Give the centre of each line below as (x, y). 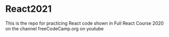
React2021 (29, 9)
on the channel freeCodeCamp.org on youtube (55, 28)
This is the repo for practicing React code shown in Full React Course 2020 (84, 23)
